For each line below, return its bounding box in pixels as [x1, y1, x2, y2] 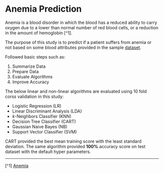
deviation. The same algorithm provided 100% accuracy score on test [5, 143, 145, 149]
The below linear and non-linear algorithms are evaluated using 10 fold [5, 88, 147, 94]
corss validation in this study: [5, 94, 64, 99]
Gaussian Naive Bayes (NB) [12, 123, 67, 130]
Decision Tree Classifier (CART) [12, 118, 76, 124]
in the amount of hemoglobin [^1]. [5, 30, 72, 36]
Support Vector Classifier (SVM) [12, 129, 77, 135]
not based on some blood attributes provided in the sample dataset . [5, 44, 142, 50]
